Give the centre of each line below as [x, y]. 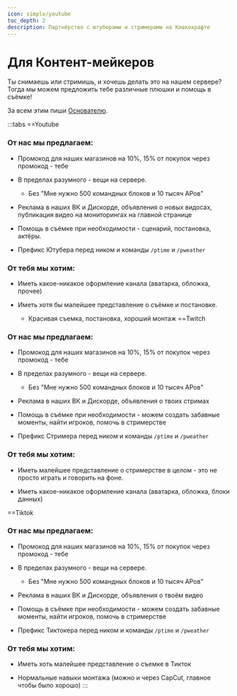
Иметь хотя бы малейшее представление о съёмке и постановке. [117, 304]
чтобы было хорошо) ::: [53, 685]
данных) [30, 499]
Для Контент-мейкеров [81, 62]
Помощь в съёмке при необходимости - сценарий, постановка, [114, 228]
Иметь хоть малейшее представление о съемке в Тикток [104, 664]
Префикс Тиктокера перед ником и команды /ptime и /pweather [114, 630]
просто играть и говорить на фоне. [70, 477]
